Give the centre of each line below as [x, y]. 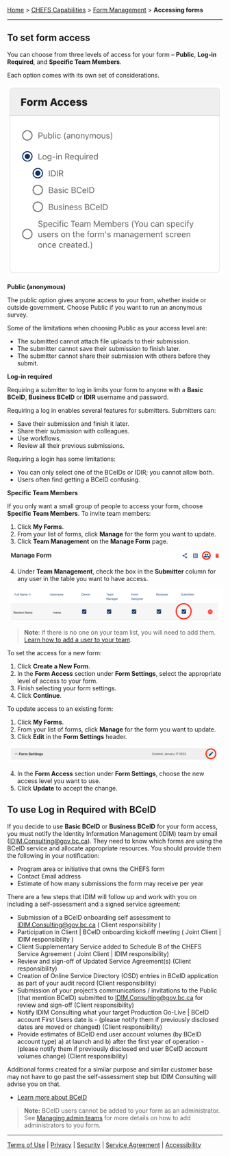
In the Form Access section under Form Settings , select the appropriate [119, 673]
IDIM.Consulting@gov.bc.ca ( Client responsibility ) [89, 925]
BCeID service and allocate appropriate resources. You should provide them [114, 848]
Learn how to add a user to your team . [78, 639]
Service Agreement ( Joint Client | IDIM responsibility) [93, 953]
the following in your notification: [53, 855]
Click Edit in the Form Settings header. [72, 736]
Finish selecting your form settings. [67, 688]
